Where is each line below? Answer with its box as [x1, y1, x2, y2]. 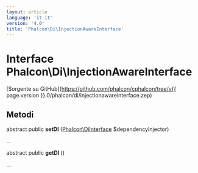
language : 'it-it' [6, 15, 53, 21]
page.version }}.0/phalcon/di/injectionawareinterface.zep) [6, 92, 152, 99]
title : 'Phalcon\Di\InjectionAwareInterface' [6, 26, 124, 32]
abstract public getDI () [6, 149, 65, 156]
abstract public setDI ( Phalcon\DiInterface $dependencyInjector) [6, 125, 169, 133]
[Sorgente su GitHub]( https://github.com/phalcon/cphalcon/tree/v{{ [6, 85, 177, 93]
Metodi [6, 109, 34, 119]
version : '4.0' [6, 20, 45, 26]
